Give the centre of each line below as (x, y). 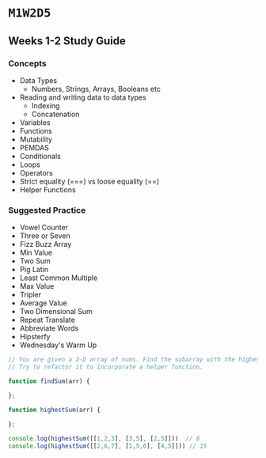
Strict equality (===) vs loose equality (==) (89, 181)
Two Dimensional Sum (56, 312)
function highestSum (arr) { (55, 410)
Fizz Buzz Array (46, 244)
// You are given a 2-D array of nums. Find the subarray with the (122, 360)
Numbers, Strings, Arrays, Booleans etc (96, 89)
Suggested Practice (47, 210)
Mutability (36, 139)
